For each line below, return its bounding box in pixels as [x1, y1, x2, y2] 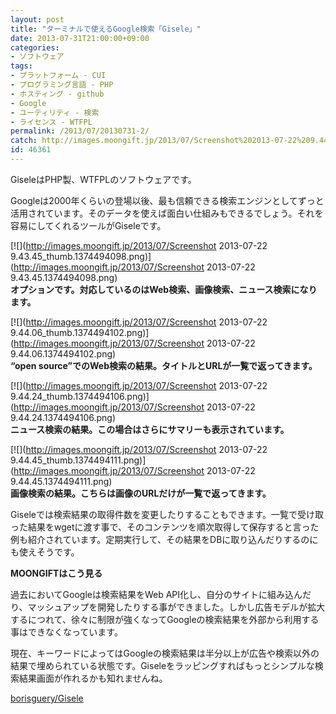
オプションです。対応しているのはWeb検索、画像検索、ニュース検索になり [10, 283, 318, 295]
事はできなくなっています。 [10, 626, 123, 638]
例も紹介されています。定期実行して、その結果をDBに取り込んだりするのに [10, 533, 319, 545]
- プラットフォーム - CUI [10, 71, 107, 81]
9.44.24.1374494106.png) [10, 411, 117, 423]
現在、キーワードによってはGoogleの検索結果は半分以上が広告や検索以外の [10, 647, 320, 659]
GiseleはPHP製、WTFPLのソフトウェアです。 [10, 173, 197, 185]
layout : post [10, 14, 65, 25]
